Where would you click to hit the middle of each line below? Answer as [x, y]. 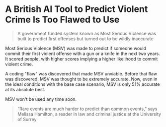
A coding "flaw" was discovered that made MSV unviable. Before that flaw [81, 73]
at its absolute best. [25, 89]
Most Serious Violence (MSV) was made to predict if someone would [76, 48]
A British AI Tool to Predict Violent [77, 9]
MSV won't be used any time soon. [41, 99]
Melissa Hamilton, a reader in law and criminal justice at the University [89, 114]
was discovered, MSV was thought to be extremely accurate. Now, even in [81, 79]
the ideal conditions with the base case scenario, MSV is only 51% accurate [83, 84]
